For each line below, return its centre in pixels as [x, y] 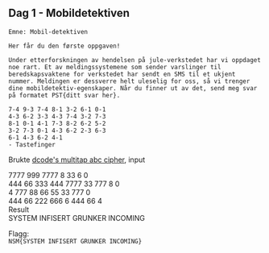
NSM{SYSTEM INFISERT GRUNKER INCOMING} [75, 241]
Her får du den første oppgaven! [64, 46]
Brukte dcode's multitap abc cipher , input [77, 160]
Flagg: [19, 234]
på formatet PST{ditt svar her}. [64, 95]
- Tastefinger [32, 144]
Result [19, 209]
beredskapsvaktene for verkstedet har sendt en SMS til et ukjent [122, 74]
